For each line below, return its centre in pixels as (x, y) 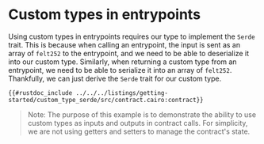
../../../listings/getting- (122, 93)
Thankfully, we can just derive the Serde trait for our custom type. (115, 78)
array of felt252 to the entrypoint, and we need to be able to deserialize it (129, 53)
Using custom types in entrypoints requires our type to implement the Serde (132, 36)
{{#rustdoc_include (40, 93)
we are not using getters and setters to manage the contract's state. (139, 131)
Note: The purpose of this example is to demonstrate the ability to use (142, 114)
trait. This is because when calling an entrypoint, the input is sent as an (124, 44)
